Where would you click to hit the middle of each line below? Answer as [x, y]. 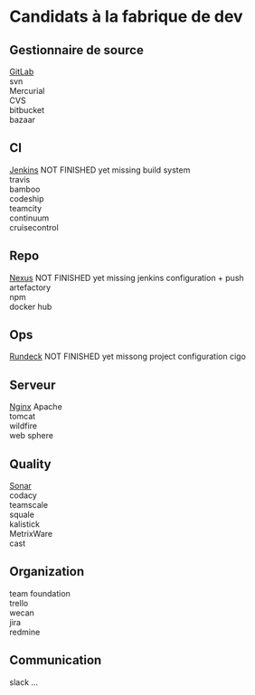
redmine [25, 632]
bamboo [25, 189]
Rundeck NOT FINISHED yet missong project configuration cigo [128, 357]
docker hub [31, 306]
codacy [24, 495]
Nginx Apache [36, 407]
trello [19, 603]
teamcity [26, 208]
